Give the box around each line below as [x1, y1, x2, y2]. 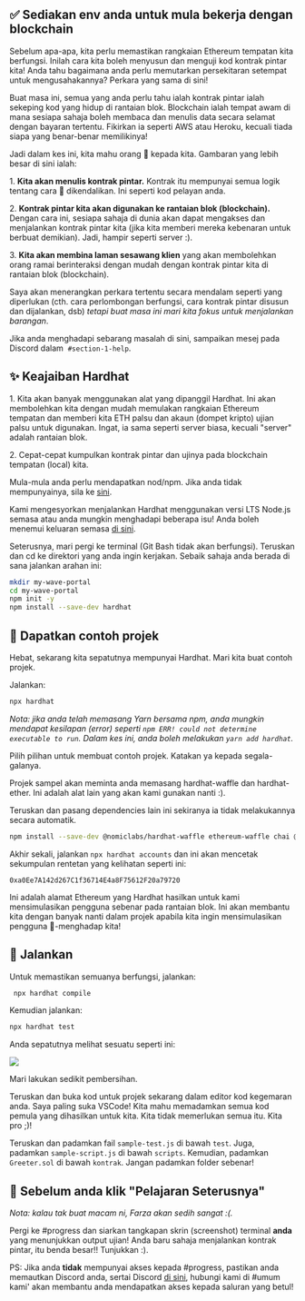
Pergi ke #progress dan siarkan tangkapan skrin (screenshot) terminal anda [9, 1226, 292, 1236]
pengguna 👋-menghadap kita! [9, 920, 122, 931]
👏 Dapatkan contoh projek [9, 628, 160, 643]
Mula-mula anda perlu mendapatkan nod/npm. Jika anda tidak [9, 476, 242, 487]
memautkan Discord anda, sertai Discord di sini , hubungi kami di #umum [9, 1272, 281, 1283]
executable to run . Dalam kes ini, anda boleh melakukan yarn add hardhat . [9, 732, 294, 743]
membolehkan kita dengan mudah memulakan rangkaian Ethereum [9, 402, 260, 413]
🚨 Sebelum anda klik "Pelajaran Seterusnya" [9, 1183, 265, 1198]
